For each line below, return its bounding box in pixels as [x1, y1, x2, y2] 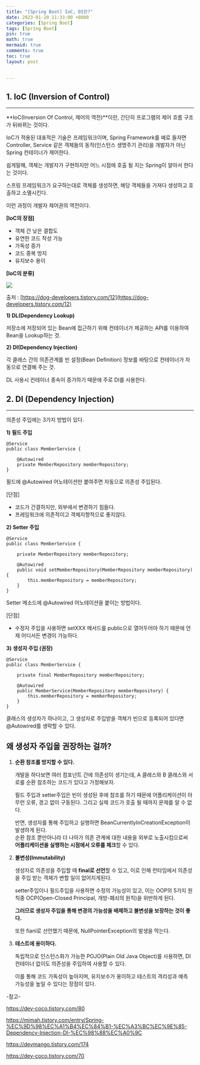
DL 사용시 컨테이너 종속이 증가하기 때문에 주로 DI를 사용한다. [6, 376, 147, 383]
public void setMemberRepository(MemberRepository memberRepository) [17, 567, 193, 573]
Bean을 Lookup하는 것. [6, 332, 61, 339]
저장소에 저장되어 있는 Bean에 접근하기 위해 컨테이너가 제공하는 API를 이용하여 [6, 324, 189, 332]
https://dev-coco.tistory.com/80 [6, 1005, 85, 1012]
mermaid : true [6, 42, 42, 48]
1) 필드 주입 [6, 429, 33, 436]
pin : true [6, 31, 31, 37]
